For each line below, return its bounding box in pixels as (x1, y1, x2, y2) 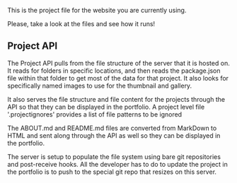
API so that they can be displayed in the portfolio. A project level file (7, 102, 205, 111)
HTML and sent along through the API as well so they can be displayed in (7, 131, 221, 140)
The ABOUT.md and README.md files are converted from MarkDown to (7, 124, 217, 132)
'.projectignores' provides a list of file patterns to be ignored (7, 110, 183, 119)
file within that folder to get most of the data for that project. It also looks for (7, 73, 229, 82)
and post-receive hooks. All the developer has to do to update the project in (7, 160, 229, 168)
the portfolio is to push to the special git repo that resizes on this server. (7, 167, 217, 176)
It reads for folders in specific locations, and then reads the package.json (7, 66, 221, 75)
